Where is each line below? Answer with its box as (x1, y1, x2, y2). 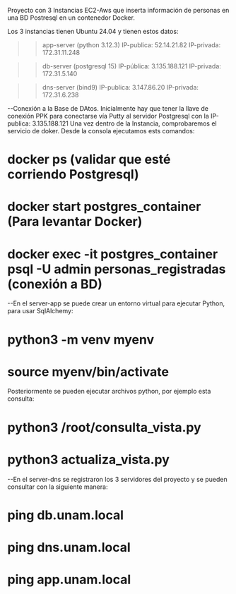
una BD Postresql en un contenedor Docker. (7, 13, 136, 22)
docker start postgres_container (7, 199, 201, 214)
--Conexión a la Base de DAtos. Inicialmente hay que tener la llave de (7, 104, 208, 112)
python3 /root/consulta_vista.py (7, 419, 201, 435)
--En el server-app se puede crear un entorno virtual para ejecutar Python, (7, 299, 225, 308)
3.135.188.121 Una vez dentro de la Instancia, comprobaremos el (32, 119, 217, 128)
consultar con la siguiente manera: (7, 483, 108, 491)
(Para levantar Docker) (7, 214, 143, 230)
